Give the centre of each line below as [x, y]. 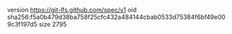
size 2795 [53, 24]
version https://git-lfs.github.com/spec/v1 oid [72, 10]
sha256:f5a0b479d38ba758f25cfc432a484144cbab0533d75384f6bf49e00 [116, 17]
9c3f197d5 [22, 24]
